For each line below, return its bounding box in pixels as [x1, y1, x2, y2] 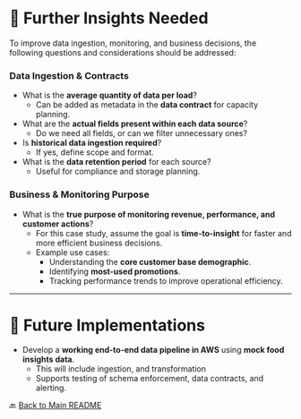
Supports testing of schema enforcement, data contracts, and [35, 373, 264, 384]
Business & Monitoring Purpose [9, 188, 150, 201]
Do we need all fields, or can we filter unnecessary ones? [35, 128, 248, 139]
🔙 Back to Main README [9, 400, 102, 411]
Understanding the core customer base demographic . [48, 256, 252, 267]
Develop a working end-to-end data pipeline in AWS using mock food [21, 345, 285, 355]
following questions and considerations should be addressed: [9, 47, 236, 57]
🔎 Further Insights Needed [9, 8, 209, 29]
